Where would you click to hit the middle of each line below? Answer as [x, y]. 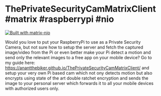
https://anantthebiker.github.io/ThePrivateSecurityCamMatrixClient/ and [77, 68]
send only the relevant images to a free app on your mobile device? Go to [79, 57]
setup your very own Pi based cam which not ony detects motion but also [79, 73]
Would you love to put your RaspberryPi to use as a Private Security [73, 42]
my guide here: [20, 63]
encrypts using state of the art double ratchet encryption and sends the [77, 78]
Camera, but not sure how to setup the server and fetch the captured [74, 47]
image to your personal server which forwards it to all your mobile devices [79, 83]
